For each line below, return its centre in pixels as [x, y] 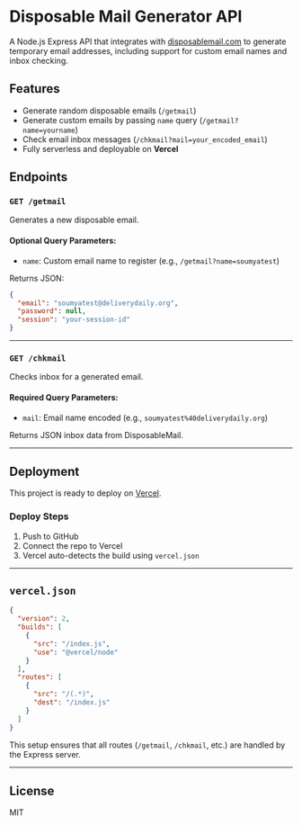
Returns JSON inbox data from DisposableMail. [97, 435]
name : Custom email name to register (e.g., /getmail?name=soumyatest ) [151, 260]
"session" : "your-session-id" [74, 320]
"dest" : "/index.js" [71, 703]
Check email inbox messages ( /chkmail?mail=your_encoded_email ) [145, 139]
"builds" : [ [40, 627]
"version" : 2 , [44, 619]
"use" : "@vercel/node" [75, 652]
